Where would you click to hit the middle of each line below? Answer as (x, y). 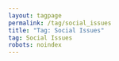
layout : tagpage (35, 15)
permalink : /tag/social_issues (60, 23)
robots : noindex (35, 45)
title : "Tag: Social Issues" (56, 30)
